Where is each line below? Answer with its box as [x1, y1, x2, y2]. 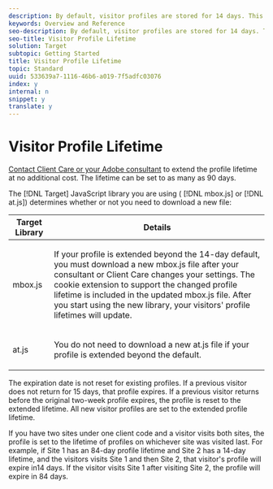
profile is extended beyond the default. [54, 349, 201, 361]
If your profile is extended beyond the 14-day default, [54, 249, 260, 260]
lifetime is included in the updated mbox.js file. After [54, 289, 252, 301]
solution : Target [8, 42, 67, 50]
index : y [8, 80, 38, 88]
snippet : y [8, 95, 45, 103]
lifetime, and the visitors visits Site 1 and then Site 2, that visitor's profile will [8, 454, 262, 464]
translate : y [8, 102, 53, 110]
